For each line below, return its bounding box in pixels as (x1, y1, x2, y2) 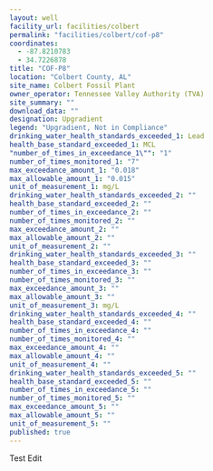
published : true (9, 427, 71, 436)
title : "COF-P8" (9, 65, 71, 74)
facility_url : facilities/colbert (9, 22, 140, 31)
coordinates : (9, 38, 59, 48)
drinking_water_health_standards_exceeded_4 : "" (9, 309, 197, 318)
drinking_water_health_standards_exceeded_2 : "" (9, 191, 197, 200)
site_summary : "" (9, 97, 75, 107)
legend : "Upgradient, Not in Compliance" (9, 124, 169, 133)
